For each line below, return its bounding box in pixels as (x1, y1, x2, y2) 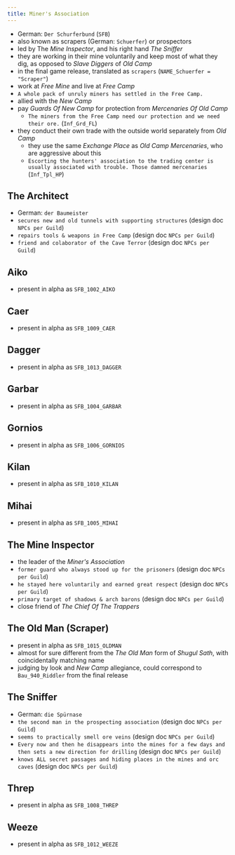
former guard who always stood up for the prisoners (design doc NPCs (17, 565, 226, 573)
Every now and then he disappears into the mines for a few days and (17, 741, 226, 748)
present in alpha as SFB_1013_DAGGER (17, 363, 121, 371)
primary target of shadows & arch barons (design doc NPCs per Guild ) (17, 594, 224, 603)
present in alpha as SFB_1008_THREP (17, 801, 119, 809)
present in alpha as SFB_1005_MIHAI (17, 518, 119, 527)
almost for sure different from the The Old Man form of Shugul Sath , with (17, 648, 229, 657)
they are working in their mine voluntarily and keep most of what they (17, 52, 218, 60)
